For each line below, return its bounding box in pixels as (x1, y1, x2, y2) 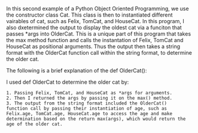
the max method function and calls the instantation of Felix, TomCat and (6, 37, 184, 43)
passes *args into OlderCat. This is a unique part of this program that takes (6, 30, 191, 37)
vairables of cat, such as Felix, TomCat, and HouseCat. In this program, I (6, 18, 184, 24)
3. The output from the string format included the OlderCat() (6, 100, 167, 106)
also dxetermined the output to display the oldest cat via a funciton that (6, 24, 182, 31)
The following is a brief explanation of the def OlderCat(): (6, 67, 147, 74)
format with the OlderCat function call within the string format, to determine (6, 49, 193, 56)
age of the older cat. (6, 121, 63, 127)
